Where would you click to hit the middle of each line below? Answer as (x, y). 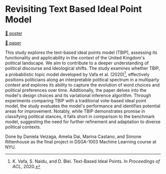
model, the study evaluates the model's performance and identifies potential (83, 106)
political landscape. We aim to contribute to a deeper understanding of (77, 63)
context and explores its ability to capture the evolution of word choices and (83, 85)
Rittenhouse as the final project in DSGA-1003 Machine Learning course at (81, 141)
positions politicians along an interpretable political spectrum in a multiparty (82, 80)
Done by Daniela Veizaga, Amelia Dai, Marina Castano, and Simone (73, 136)
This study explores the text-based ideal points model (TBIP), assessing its (81, 52)
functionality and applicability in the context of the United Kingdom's (75, 57)
